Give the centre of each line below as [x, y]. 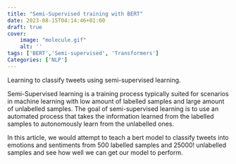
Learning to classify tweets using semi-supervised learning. [94, 80]
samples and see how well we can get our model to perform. [95, 152]
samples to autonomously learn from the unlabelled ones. [91, 124]
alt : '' [31, 47]
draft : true [25, 27]
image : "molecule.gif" [53, 40]
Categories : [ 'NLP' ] [38, 60]
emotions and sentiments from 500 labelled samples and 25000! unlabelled [117, 145]
